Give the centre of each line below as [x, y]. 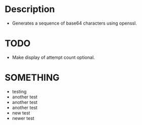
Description [30, 9]
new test [21, 113]
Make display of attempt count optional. [53, 57]
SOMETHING [32, 78]
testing [19, 91]
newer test [23, 118]
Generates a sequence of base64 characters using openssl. [74, 23]
